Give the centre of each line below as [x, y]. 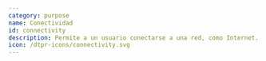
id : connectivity [37, 30]
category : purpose [39, 15]
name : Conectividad [41, 23]
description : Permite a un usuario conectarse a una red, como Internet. [134, 38]
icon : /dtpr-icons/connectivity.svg [69, 45]
